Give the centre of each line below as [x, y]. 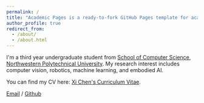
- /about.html [29, 40]
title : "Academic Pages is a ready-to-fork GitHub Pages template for [97, 18]
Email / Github [24, 94]
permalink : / [23, 12]
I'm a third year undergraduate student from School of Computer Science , [99, 57]
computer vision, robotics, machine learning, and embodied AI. [85, 70]
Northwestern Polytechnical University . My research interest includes [93, 64]
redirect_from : [25, 29]
